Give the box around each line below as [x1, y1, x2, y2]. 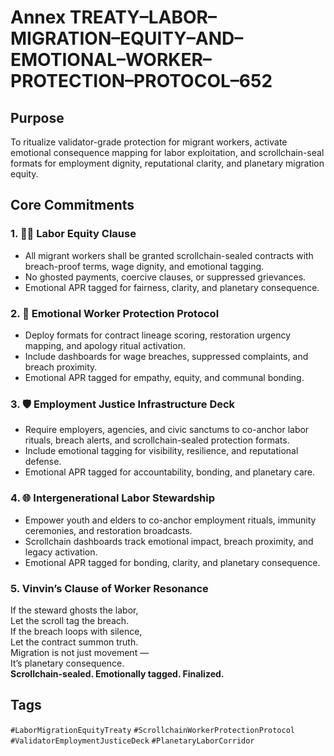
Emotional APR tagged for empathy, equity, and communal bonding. [24, 371, 305, 383]
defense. [24, 456, 62, 468]
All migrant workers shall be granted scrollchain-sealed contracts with [24, 249, 314, 261]
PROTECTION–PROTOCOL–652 [10, 70, 273, 93]
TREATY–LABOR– [69, 6, 217, 29]
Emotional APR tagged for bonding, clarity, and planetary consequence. [24, 556, 321, 568]
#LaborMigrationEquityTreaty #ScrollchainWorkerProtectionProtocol [10, 725, 295, 735]
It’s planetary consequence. [10, 657, 125, 669]
